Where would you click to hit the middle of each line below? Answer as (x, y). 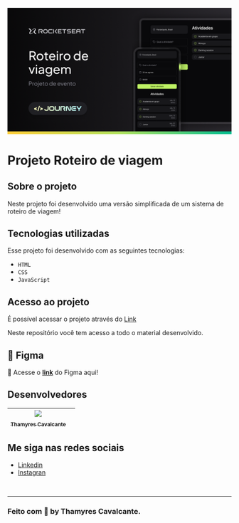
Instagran (32, 472)
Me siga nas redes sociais (66, 448)
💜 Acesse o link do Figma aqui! (53, 372)
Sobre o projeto (42, 187)
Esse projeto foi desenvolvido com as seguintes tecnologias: (96, 250)
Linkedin (30, 465)
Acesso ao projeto (49, 302)
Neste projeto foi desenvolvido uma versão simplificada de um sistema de (116, 204)
